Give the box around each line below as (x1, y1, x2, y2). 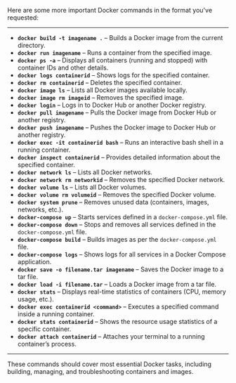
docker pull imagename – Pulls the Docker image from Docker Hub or (17, 108, 216, 117)
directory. (17, 41, 46, 49)
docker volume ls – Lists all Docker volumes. (17, 183, 147, 191)
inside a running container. (17, 310, 95, 318)
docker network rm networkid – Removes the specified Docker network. (17, 176, 225, 183)
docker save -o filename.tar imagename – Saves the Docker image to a (17, 265, 224, 273)
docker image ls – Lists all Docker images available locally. (17, 86, 188, 94)
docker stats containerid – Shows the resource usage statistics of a (17, 318, 218, 325)
